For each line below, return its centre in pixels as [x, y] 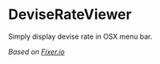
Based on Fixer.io [36, 51]
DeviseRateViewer [70, 15]
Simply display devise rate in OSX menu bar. [80, 36]
